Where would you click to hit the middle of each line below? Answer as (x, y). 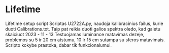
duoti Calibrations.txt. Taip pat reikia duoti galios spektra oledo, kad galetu (83, 29)
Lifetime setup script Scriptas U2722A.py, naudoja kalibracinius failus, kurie (84, 23)
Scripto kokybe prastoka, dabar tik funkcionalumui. (59, 45)
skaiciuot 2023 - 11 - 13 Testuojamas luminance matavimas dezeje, (75, 34)
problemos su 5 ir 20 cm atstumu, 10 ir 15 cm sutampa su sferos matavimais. (85, 40)
